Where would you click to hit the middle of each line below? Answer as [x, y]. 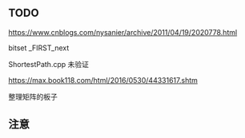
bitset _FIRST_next [39, 48]
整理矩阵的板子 [33, 97]
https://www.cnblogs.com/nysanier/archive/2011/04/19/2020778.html [123, 32]
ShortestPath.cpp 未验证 [49, 64]
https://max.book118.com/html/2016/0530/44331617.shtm [103, 80]
